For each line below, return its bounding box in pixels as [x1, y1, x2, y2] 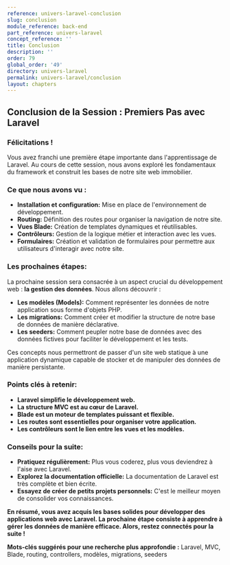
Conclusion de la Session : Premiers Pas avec [7, 106, 205, 118]
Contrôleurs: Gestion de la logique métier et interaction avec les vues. [16, 230, 217, 238]
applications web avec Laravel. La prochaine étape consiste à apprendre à [7, 515, 223, 524]
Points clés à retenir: [7, 380, 78, 389]
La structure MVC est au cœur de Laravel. [16, 402, 139, 411]
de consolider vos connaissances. [16, 494, 114, 503]
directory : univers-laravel [7, 68, 88, 74]
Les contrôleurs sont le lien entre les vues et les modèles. [16, 424, 185, 433]
